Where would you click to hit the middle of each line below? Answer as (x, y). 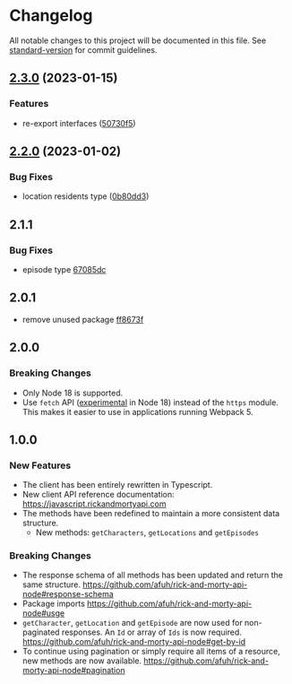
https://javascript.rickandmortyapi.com (94, 504)
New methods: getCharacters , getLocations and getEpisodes (147, 532)
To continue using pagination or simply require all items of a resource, (151, 652)
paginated (41, 632)
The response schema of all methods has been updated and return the (153, 576)
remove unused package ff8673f (83, 319)
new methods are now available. (82, 661)
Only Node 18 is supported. (73, 393)
